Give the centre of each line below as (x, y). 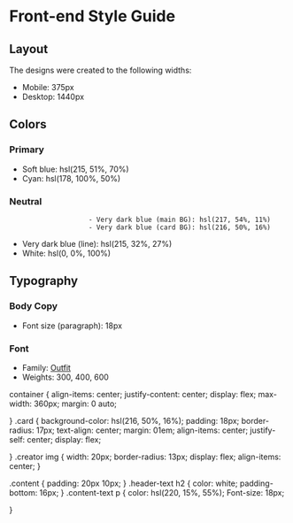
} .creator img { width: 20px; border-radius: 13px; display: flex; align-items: (145, 457)
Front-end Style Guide (92, 16)
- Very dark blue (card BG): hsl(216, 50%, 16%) (180, 227)
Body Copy (34, 306)
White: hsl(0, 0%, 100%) (66, 253)
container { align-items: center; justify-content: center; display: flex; (133, 394)
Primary (27, 150)
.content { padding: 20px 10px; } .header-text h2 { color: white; (123, 483)
